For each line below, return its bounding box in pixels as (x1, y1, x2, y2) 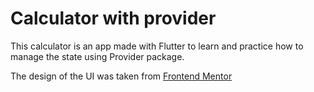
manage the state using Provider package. (10, 50, 185, 62)
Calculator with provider (10, 7, 217, 30)
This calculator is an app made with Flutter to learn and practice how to (10, 40, 304, 52)
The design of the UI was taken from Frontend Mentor (10, 70, 233, 82)
